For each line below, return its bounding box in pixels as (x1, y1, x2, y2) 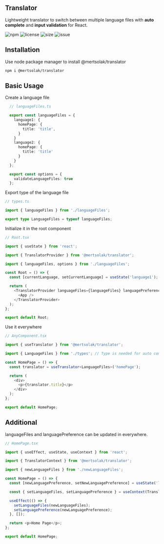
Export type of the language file (5, 190, 69, 196)
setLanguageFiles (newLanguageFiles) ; (14, 503, 91, 508)
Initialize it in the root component (5, 225, 71, 231)
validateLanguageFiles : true (14, 176, 73, 181)
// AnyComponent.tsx (5, 333, 47, 339)
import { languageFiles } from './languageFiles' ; (5, 208, 110, 213)
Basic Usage (5, 82, 44, 90)
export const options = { (9, 172, 62, 176)
